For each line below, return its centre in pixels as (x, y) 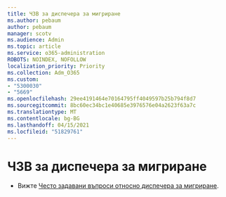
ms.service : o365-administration (56, 53)
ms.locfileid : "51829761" (45, 132)
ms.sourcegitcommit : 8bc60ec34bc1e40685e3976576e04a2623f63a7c (102, 106)
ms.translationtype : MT (42, 112)
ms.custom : (23, 79)
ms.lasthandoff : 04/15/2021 (48, 125)
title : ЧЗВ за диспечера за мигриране (64, 14)
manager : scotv (29, 33)
